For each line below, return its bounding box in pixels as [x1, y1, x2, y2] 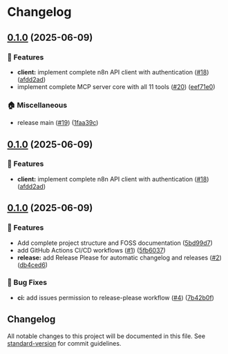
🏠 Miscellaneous [7, 100, 68, 110]
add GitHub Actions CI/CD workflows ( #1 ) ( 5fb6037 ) [17, 246, 166, 254]
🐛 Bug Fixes [7, 277, 47, 287]
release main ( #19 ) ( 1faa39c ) [17, 119, 99, 127]
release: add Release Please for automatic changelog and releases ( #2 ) [17, 253, 222, 262]
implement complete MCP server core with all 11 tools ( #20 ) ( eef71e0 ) [17, 82, 216, 90]
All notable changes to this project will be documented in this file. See [7, 332, 206, 340]
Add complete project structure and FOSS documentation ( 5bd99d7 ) [17, 239, 213, 247]
